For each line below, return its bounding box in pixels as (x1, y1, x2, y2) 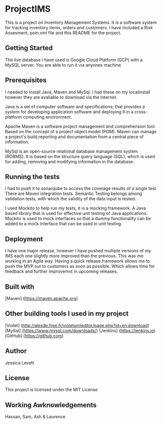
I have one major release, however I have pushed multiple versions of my (5, 248, 151, 254)
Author (5, 347, 27, 355)
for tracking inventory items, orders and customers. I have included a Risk (5, 24, 153, 30)
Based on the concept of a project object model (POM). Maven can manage (5, 128, 157, 134)
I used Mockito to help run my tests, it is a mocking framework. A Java (5, 205, 146, 211)
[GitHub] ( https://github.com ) (5, 333, 64, 338)
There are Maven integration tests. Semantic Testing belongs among (5, 191, 143, 196)
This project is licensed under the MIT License (5, 387, 98, 392)
